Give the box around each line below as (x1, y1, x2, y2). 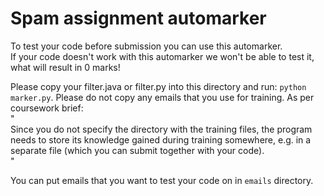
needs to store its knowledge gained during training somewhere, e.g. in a (10, 133, 312, 146)
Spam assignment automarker (10, 7, 267, 30)
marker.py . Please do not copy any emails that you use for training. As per (10, 91, 315, 103)
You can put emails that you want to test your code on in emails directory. (10, 174, 314, 186)
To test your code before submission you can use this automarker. (10, 40, 283, 52)
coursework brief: (10, 102, 84, 114)
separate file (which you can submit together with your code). (10, 144, 265, 156)
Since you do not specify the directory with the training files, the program (10, 123, 313, 135)
